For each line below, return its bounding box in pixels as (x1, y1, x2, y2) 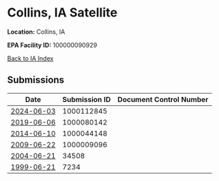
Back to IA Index (7, 54, 54, 63)
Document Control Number (117, 94, 209, 104)
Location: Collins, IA (7, 28, 66, 36)
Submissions (7, 74, 64, 86)
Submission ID (61, 94, 111, 104)
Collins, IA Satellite (7, 5, 117, 21)
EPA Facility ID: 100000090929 (7, 41, 97, 49)
